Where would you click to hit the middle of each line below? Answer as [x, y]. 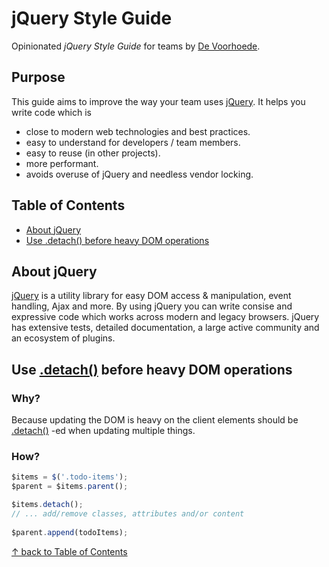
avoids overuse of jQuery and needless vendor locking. [139, 174]
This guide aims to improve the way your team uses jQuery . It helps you [158, 101]
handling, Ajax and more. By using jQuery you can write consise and [152, 306]
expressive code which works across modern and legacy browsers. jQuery [165, 317]
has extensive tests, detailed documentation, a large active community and [165, 328]
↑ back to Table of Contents [69, 551]
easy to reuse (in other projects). [93, 153]
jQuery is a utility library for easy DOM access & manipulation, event [151, 296]
